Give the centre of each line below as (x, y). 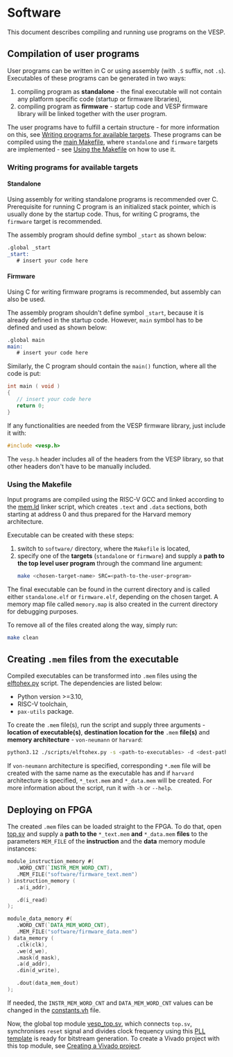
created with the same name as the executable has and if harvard (101, 773)
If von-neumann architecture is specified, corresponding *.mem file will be (109, 766)
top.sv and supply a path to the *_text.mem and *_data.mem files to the (107, 834)
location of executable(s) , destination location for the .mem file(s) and (109, 732)
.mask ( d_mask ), (38, 958)
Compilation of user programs (74, 54)
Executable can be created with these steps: (71, 535)
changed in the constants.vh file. (54, 1010)
